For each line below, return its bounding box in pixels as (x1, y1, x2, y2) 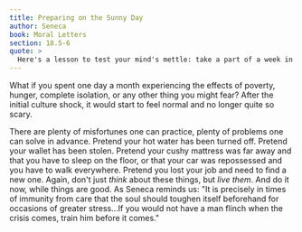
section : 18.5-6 (9, 38, 71, 48)
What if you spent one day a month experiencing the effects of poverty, (9, 80, 276, 90)
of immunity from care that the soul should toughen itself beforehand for (9, 193, 279, 204)
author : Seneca (9, 22, 67, 31)
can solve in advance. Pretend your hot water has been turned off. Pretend (9, 136, 288, 146)
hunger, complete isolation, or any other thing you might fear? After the (9, 89, 274, 100)
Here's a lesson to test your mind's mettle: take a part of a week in (17, 55, 294, 64)
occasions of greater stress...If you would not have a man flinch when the (9, 203, 283, 213)
